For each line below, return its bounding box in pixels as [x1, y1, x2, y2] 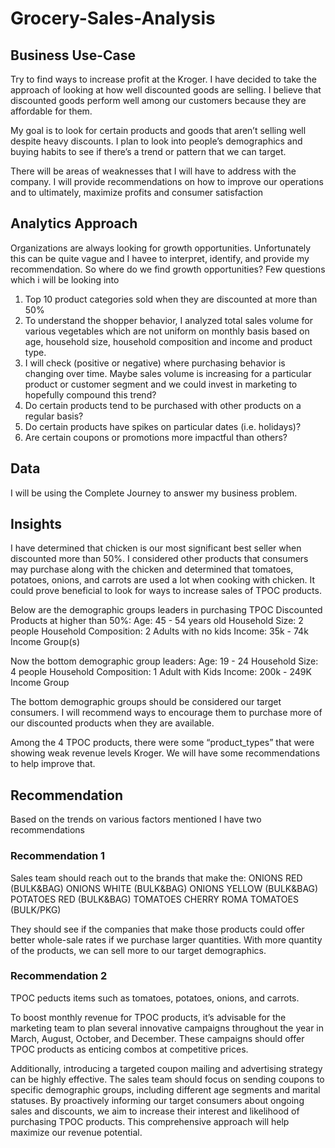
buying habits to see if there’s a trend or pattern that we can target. [10, 146, 287, 157]
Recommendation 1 [10, 849, 106, 863]
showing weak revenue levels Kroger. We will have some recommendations [10, 747, 321, 759]
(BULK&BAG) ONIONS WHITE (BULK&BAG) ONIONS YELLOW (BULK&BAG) [10, 882, 319, 894]
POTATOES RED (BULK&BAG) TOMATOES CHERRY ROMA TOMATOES [10, 893, 299, 905]
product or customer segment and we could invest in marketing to [24, 378, 298, 390]
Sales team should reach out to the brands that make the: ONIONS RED [10, 872, 303, 884]
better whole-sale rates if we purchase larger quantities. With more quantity [10, 933, 323, 946]
